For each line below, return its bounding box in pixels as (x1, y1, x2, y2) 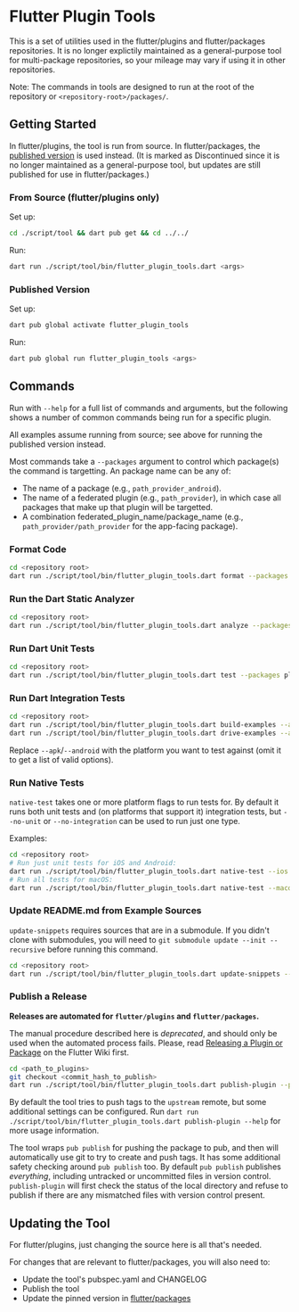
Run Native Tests (9, 776, 85, 788)
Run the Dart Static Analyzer (9, 592, 135, 605)
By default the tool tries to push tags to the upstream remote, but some (9, 1097, 267, 1108)
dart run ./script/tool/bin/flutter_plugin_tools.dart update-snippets (9, 970, 280, 978)
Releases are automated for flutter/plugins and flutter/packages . (9, 1011, 260, 1021)
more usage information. (9, 1126, 100, 1136)
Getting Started (9, 117, 97, 132)
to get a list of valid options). (9, 754, 114, 764)
